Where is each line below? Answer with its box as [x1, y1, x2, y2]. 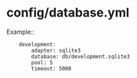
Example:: [6, 28, 35, 36]
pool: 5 [31, 59, 53, 66]
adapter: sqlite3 [31, 47, 81, 54]
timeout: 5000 [31, 65, 72, 72]
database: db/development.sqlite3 [31, 53, 130, 60]
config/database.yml [6, 5, 130, 21]
